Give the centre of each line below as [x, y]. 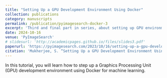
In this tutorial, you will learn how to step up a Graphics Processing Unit [78, 65]
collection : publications [32, 14]
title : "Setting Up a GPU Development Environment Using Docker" [74, 10]
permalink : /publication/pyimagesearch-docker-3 [56, 23]
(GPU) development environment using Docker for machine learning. [75, 70]
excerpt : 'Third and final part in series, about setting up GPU [74, 28]
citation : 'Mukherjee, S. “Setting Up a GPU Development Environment [79, 51]
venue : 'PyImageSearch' [30, 38]
